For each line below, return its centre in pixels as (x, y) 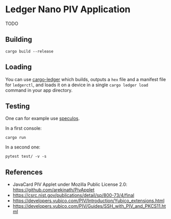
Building (19, 40)
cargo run (16, 138)
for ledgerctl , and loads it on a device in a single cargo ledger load (77, 85)
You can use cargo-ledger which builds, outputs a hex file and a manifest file (86, 79)
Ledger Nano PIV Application (68, 9)
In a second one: (23, 147)
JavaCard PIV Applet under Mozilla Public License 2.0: (70, 184)
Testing (18, 106)
